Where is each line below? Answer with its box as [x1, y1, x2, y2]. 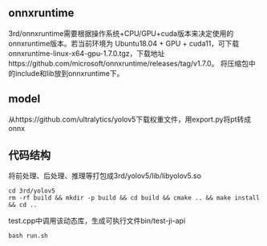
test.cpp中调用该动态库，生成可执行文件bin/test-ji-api [8, 216, 186, 226]
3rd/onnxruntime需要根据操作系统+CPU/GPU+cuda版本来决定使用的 [8, 28, 234, 38]
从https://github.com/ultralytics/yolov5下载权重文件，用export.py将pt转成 [8, 114, 252, 124]
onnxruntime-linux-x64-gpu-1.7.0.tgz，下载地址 [8, 48, 165, 58]
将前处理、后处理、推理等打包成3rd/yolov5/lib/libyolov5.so [8, 171, 202, 181]
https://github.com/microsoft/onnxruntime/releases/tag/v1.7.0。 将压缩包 [8, 58, 249, 68]
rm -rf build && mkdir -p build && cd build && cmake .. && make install [8, 194, 261, 202]
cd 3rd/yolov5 [8, 187, 56, 195]
